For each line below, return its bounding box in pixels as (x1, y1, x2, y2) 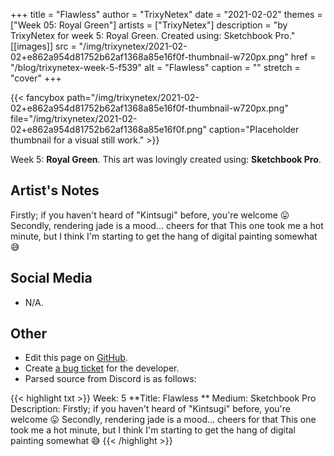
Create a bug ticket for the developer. (24, 362, 180, 374)
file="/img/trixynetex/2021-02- (10, 113, 138, 124)
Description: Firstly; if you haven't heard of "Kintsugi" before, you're (10, 403, 291, 415)
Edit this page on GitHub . (24, 352, 128, 364)
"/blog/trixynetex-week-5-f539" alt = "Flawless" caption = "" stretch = (10, 62, 301, 73)
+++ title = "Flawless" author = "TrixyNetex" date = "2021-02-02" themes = (10, 9, 323, 20)
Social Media (10, 270, 93, 287)
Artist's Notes (10, 182, 100, 199)
